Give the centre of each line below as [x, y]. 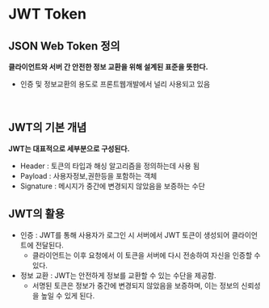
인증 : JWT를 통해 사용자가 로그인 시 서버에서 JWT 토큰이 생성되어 [125, 234]
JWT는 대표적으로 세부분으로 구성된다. [69, 148]
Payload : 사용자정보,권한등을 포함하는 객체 [88, 175]
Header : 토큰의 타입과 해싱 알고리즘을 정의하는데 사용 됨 [110, 166]
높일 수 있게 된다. [68, 295]
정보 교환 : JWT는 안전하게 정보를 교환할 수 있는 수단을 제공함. [118, 275]
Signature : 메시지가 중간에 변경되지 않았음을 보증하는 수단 [113, 186]
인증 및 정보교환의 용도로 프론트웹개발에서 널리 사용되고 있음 [115, 84]
